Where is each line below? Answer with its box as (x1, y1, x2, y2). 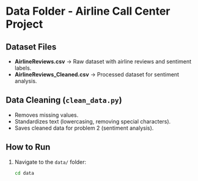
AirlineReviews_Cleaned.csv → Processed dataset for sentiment (14, 71, 180, 78)
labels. (14, 64, 32, 72)
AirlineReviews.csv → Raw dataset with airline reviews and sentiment (14, 58, 192, 65)
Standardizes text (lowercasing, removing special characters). (14, 117, 171, 125)
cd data (14, 170, 34, 176)
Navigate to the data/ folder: (14, 158, 87, 166)
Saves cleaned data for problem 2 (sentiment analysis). (14, 124, 154, 131)
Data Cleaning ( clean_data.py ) (5, 95, 123, 105)
